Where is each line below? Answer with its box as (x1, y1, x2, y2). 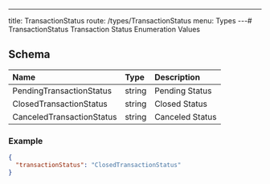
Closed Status (153, 98, 207, 109)
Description (153, 72, 201, 83)
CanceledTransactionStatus (12, 111, 117, 122)
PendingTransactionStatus (12, 85, 112, 96)
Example (8, 135, 43, 146)
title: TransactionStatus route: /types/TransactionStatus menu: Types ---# (8, 16, 252, 25)
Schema (8, 47, 51, 61)
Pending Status (153, 85, 212, 96)
